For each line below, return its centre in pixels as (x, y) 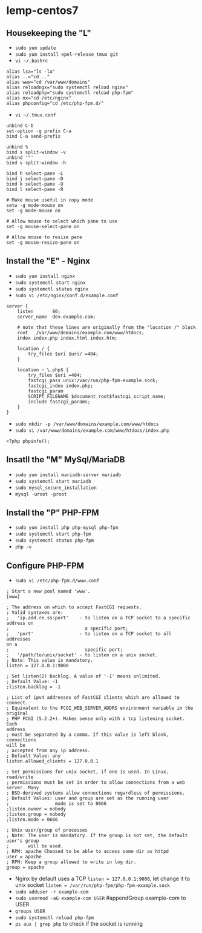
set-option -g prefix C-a (39, 131)
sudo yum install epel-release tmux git (67, 55)
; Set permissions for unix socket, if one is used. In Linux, (88, 772)
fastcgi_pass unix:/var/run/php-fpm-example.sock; (93, 380)
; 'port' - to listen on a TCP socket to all (89, 634)
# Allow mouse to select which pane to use (62, 221)
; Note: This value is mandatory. (50, 661)
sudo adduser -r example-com (52, 892)
